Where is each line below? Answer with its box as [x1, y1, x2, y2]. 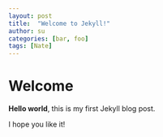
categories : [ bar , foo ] [8, 34, 89, 43]
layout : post [8, 11, 53, 20]
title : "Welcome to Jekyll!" [8, 19, 111, 28]
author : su [8, 27, 45, 35]
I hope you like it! [8, 119, 66, 130]
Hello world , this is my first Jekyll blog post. [8, 104, 156, 113]
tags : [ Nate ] [8, 42, 53, 50]
